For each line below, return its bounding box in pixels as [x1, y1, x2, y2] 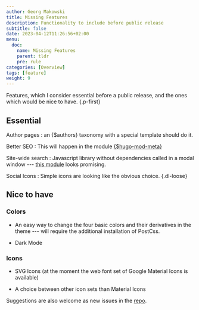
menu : [6, 36, 20, 42]
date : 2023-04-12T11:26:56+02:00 [6, 31, 89, 37]
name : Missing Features [17, 48, 76, 54]
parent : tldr [17, 53, 49, 59]
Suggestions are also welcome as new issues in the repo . [6, 297, 147, 304]
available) [14, 274, 39, 281]
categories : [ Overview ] [6, 64, 66, 70]
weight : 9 [6, 75, 31, 81]
